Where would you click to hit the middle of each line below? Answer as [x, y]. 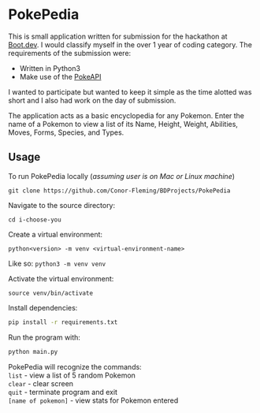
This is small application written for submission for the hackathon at [118, 36]
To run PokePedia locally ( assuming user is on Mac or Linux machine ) [121, 176]
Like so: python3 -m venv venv [57, 263]
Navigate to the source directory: [62, 205]
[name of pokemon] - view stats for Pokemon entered [93, 400]
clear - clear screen [41, 383]
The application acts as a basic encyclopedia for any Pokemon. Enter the [126, 115]
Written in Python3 [50, 68]
